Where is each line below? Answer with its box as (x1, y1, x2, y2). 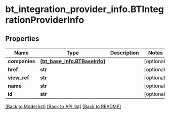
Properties (5, 34, 39, 43)
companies (8, 58, 35, 65)
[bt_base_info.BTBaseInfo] (40, 58, 106, 65)
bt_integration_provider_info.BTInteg (5, 4, 164, 15)
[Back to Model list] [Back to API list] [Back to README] (5, 103, 121, 109)
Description (110, 49, 139, 56)
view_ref (8, 74, 29, 81)
